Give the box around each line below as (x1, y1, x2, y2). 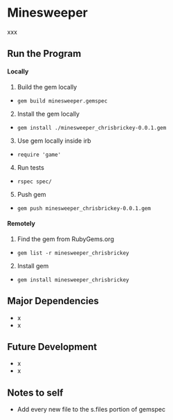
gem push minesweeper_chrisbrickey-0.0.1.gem (17, 204, 151, 212)
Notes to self (7, 387, 64, 399)
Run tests (17, 163, 45, 171)
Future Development (7, 341, 98, 353)
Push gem (17, 190, 46, 198)
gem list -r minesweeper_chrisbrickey (17, 250, 129, 256)
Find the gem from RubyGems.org (17, 234, 114, 243)
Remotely (7, 220, 36, 228)
